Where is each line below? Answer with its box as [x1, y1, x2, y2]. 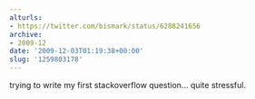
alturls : [9, 13, 43, 22]
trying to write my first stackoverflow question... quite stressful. [9, 80, 247, 90]
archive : [9, 30, 43, 39]
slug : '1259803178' [9, 55, 83, 64]
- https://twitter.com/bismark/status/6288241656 [9, 22, 201, 31]
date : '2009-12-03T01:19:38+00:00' [9, 47, 144, 56]
